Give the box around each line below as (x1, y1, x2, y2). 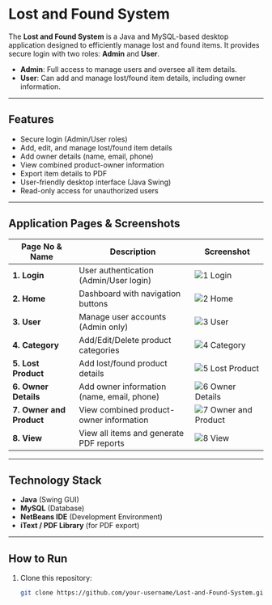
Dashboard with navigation (79, 288, 181, 299)
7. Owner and (12, 404, 66, 415)
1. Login (12, 269, 45, 281)
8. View (12, 432, 43, 443)
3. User (12, 316, 41, 328)
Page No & (21, 240, 62, 252)
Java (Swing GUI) (19, 495, 79, 505)
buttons (79, 298, 108, 309)
